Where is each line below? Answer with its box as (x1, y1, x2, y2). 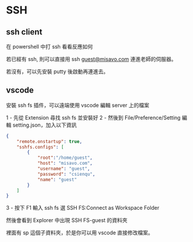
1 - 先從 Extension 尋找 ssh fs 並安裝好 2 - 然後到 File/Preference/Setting (6, 114, 181, 121)
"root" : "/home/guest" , (37, 155, 93, 161)
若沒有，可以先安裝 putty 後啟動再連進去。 (6, 68, 109, 75)
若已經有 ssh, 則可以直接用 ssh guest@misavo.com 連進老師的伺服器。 (6, 56, 177, 62)
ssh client (6, 27, 43, 37)
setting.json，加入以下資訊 (12, 121, 77, 128)
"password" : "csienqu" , (37, 171, 95, 177)
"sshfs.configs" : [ (16, 144, 64, 150)
